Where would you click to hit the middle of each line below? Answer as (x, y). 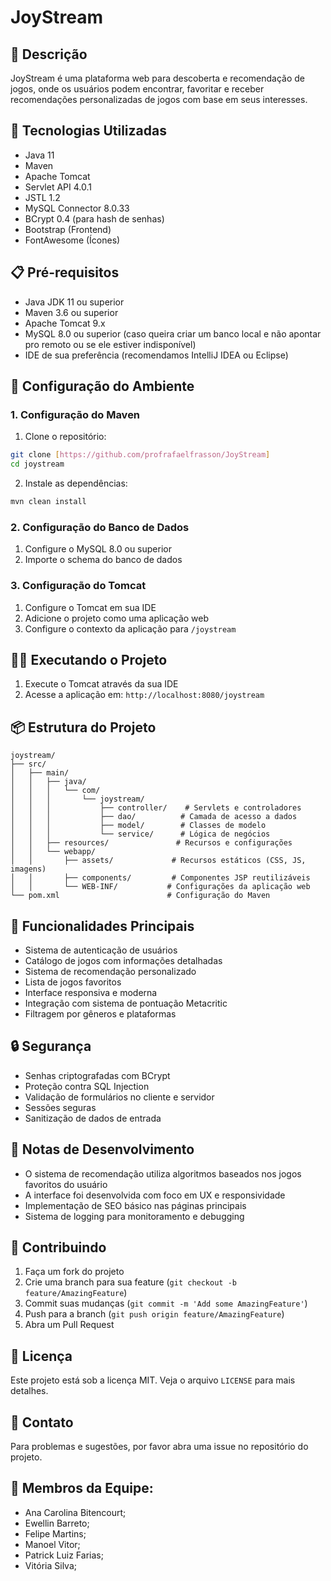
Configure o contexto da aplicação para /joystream (130, 628)
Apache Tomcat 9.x (65, 323)
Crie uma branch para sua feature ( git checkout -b (130, 1282)
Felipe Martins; (55, 1533)
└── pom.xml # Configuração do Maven (140, 896)
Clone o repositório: (65, 437)
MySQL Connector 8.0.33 (77, 208)
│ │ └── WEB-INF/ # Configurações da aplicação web (160, 887)
